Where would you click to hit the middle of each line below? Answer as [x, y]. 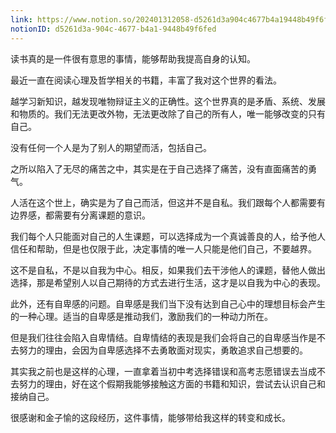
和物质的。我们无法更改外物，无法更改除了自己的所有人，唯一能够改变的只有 [168, 113]
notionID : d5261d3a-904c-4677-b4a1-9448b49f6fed [113, 29]
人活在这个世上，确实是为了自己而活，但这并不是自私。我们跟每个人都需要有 [168, 202]
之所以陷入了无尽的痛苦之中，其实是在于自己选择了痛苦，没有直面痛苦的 [159, 168]
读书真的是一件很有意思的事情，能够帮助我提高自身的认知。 [133, 58]
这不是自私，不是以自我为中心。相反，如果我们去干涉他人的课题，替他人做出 [168, 270]
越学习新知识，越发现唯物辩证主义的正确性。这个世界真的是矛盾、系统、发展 [168, 101]
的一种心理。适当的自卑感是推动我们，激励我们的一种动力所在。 [141, 316]
